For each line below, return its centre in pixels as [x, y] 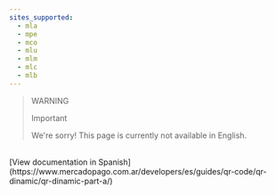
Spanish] [115, 162]
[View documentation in [53, 162]
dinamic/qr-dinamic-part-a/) [61, 181]
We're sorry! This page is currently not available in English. [139, 135]
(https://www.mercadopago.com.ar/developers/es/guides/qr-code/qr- [138, 171]
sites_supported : [41, 17]
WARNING [50, 101]
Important [49, 118]
